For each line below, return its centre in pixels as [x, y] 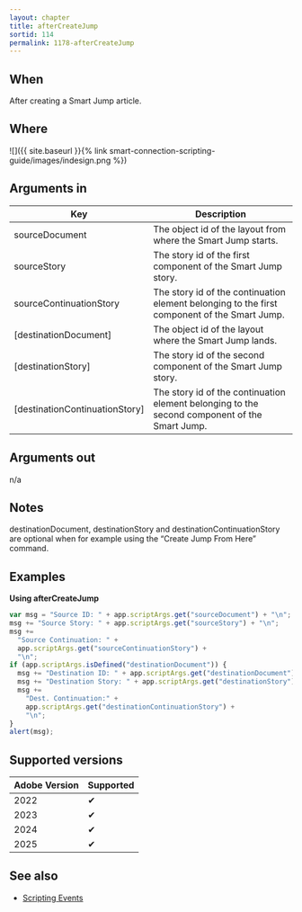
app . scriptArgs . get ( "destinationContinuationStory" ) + [130, 707]
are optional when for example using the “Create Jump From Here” [133, 539]
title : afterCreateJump [54, 26]
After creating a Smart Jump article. [75, 101]
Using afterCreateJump [54, 598]
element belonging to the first [215, 303]
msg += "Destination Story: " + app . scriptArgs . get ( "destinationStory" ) [156, 682]
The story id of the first [201, 255]
